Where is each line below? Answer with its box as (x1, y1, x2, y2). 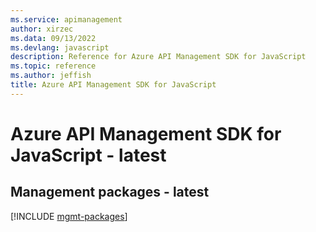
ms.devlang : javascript (10, 42, 110, 53)
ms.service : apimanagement (10, 14, 123, 25)
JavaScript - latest (10, 144, 167, 166)
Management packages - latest (10, 184, 210, 201)
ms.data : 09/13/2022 (10, 33, 97, 43)
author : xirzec (10, 24, 74, 34)
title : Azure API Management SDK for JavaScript (10, 80, 217, 90)
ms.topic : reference (10, 61, 97, 71)
